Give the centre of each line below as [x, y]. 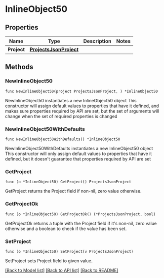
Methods [19, 67]
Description [97, 41]
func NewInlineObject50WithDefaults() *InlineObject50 [63, 139]
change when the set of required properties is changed [61, 116]
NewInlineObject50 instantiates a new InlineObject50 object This [71, 100]
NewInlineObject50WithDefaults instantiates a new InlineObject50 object [79, 148]
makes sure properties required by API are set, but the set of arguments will [82, 111]
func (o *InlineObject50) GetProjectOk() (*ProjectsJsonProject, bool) [80, 214]
